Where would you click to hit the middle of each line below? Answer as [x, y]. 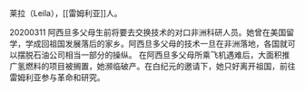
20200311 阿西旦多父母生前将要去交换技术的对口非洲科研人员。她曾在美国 [148, 32]
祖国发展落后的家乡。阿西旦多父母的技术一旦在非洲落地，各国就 [168, 44]
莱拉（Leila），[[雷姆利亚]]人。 [66, 13]
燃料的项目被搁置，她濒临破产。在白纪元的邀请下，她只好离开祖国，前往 [160, 66]
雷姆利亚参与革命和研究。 [57, 77]
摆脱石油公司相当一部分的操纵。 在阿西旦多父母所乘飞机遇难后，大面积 [149, 55]
